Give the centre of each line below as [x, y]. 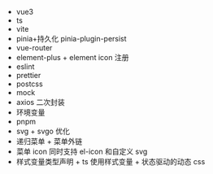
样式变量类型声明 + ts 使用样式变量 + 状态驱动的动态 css [111, 161]
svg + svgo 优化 [43, 131]
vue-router [34, 48]
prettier [28, 75]
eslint [25, 67]
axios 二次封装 [40, 102]
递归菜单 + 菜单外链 [49, 141]
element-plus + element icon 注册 [72, 57]
